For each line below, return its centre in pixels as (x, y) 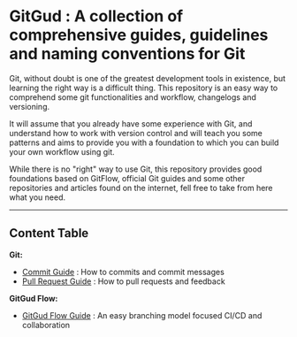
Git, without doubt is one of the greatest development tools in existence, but (147, 78)
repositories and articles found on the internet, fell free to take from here (141, 188)
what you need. (38, 197)
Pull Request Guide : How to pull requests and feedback (123, 281)
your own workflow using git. (62, 151)
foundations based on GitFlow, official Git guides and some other (127, 178)
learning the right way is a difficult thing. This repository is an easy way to (144, 88)
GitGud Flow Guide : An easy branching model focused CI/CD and (142, 315)
